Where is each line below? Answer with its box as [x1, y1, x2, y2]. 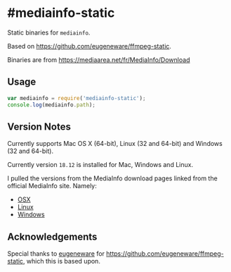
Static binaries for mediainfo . [7, 28, 91, 37]
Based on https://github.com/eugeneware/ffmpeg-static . [7, 42, 172, 50]
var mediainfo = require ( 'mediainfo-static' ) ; [7, 94, 146, 101]
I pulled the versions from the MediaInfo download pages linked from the [7, 174, 218, 183]
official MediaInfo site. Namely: [7, 182, 97, 190]
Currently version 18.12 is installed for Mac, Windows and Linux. [7, 161, 194, 169]
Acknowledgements [7, 230, 98, 242]
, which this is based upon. [22, 257, 100, 266]
